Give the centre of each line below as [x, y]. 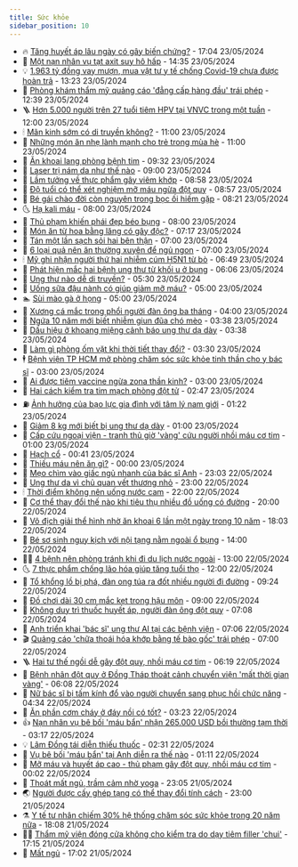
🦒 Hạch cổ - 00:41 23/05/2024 [78, 454]
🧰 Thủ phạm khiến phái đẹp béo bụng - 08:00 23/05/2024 [129, 221]
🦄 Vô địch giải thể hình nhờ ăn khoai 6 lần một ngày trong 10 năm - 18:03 [155, 521]
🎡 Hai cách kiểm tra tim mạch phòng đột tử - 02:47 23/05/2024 [138, 390]
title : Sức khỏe [39, 17]
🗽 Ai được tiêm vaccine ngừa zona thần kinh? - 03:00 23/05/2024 [143, 381]
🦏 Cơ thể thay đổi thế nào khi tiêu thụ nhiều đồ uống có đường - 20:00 [151, 502]
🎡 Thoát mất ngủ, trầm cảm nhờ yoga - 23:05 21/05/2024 [127, 782]
